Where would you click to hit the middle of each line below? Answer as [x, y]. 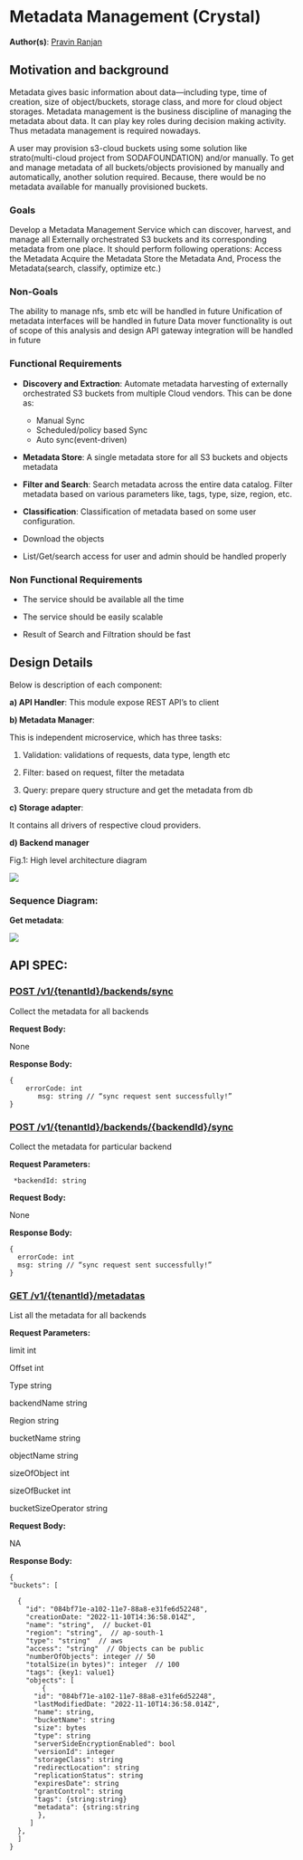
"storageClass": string [78, 1760]
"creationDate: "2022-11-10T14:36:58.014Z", [111, 1617]
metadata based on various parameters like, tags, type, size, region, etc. [157, 494]
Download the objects [63, 538]
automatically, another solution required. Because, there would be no [138, 177]
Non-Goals [34, 292]
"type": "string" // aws [75, 1641]
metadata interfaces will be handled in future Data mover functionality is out [151, 321]
